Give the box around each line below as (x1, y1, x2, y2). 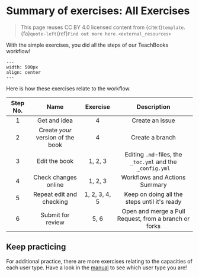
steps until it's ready (125, 197, 182, 206)
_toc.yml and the (130, 158, 177, 166)
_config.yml (136, 165, 171, 172)
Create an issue (131, 116, 176, 125)
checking (42, 197, 68, 206)
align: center (6, 69, 41, 75)
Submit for (40, 211, 70, 219)
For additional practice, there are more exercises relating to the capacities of (6, 258, 192, 265)
